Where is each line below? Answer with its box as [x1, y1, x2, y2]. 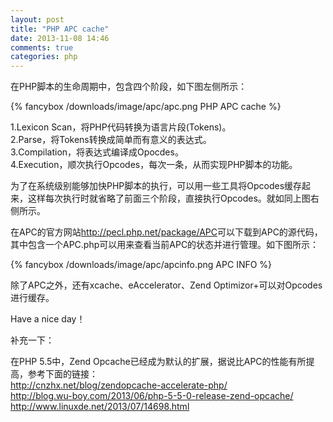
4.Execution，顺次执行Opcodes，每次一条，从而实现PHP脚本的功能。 [10, 159, 298, 171]
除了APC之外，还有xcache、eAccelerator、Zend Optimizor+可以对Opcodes [10, 279, 323, 291]
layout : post [10, 14, 65, 25]
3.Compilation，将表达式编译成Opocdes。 [10, 146, 184, 158]
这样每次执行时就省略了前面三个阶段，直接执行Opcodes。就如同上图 [27, 192, 311, 205]
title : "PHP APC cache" [10, 24, 110, 34]
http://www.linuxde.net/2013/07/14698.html [10, 401, 190, 413]
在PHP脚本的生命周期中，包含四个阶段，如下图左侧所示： [10, 81, 248, 93]
